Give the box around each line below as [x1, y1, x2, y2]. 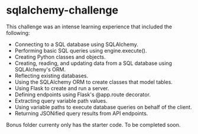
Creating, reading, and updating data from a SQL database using [14, 60, 173, 67]
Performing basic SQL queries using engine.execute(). [14, 47, 147, 54]
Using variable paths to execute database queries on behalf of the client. [14, 103, 192, 110]
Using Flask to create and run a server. [14, 84, 109, 91]
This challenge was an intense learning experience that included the [6, 23, 173, 30]
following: [6, 29, 30, 36]
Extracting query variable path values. [14, 97, 108, 104]
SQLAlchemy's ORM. [14, 66, 66, 73]
